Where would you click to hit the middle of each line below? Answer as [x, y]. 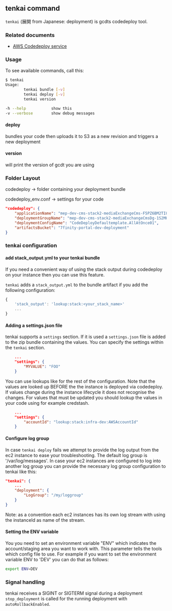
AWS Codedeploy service [40, 46]
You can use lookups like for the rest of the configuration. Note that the [80, 381]
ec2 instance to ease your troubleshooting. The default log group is [76, 455]
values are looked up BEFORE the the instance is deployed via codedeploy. [84, 386]
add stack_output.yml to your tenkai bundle [53, 258]
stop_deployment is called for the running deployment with [66, 599]
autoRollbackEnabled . [28, 604]
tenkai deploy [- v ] [45, 94]
